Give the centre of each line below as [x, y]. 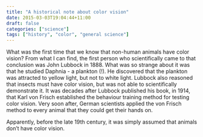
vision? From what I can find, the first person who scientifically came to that [101, 58]
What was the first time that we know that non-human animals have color [98, 52]
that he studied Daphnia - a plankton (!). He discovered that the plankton [97, 71]
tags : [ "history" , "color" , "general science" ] [68, 35]
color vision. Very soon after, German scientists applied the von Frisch [94, 104]
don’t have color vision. [36, 128]
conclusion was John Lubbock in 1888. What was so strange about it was [98, 65]
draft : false [23, 23]
